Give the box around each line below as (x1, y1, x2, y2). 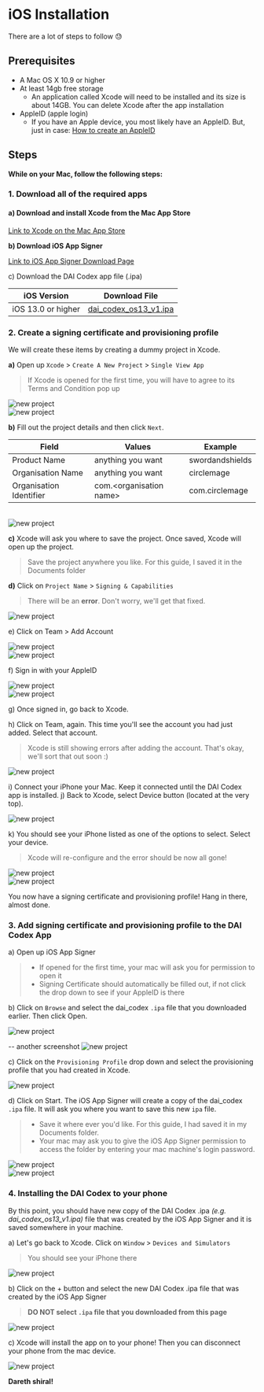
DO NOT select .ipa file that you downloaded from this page (27, 1307, 228, 1316)
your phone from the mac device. (8, 1346, 116, 1355)
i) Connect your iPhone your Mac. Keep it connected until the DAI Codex (8, 781, 242, 792)
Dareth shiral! (8, 1376, 53, 1386)
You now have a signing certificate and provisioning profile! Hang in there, (8, 892, 248, 901)
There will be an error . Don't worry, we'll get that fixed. (27, 596, 206, 605)
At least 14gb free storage (19, 83, 104, 93)
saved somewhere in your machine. (8, 1222, 123, 1232)
